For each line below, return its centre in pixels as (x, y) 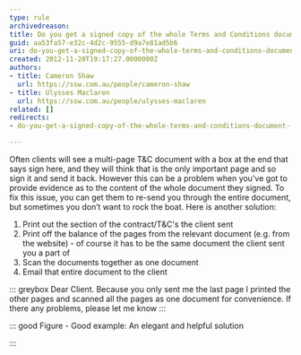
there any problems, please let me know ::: (88, 308)
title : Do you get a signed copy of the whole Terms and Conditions (140, 34)
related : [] (31, 109)
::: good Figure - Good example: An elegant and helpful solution (127, 325)
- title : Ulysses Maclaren (60, 92)
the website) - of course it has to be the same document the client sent (153, 243)
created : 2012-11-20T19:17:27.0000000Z (84, 59)
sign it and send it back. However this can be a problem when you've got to (149, 178)
